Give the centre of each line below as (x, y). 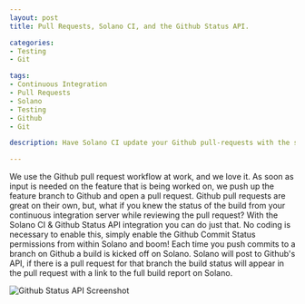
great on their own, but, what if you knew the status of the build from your (148, 206)
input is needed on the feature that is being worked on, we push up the (142, 186)
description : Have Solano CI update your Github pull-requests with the (150, 143)
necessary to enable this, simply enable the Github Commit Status (133, 235)
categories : (32, 43)
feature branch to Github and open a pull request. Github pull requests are (148, 196)
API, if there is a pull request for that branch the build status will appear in (147, 263)
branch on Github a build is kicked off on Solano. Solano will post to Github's (152, 254)
